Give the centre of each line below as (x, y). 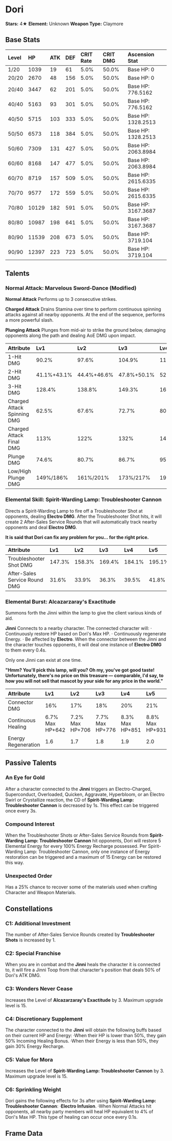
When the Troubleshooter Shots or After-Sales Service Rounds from (77, 835)
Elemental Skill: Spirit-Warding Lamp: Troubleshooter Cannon (84, 500)
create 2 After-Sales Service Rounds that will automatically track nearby (81, 522)
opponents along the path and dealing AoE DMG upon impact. (71, 336)
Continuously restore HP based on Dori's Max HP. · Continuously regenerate (86, 634)
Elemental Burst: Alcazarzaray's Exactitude (61, 602)
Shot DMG (20, 565)
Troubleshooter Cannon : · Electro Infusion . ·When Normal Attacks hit (78, 1106)
